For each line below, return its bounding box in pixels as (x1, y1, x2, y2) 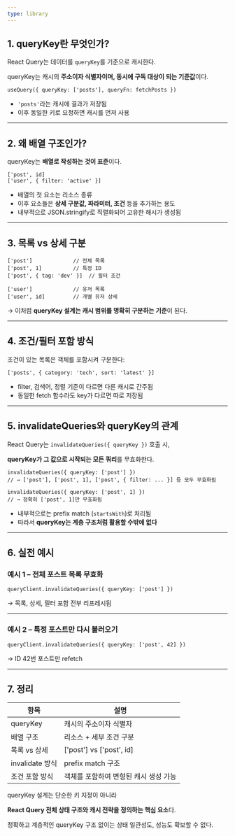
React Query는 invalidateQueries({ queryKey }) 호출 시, (7, 440, 170, 448)
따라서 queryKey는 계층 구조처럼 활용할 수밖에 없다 (17, 518, 157, 526)
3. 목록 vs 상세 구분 (7, 237, 86, 249)
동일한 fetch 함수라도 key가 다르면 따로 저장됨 (17, 391, 143, 399)
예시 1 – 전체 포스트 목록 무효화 (7, 569, 104, 579)
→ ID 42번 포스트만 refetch (7, 654, 83, 663)
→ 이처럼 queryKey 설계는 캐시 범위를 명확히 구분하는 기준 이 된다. (7, 306, 187, 315)
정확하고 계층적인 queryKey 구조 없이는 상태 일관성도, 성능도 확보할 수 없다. (7, 821, 214, 829)
